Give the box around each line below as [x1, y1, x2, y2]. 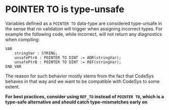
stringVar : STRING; [14, 51, 58, 56]
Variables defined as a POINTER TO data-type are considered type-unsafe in [5, 20, 162, 26]
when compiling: [5, 36, 40, 43]
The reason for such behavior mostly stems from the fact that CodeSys [5, 72, 154, 79]
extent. [5, 84, 20, 90]
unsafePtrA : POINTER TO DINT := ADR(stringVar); [14, 55, 122, 60]
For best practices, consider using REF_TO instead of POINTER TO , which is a [5, 93, 164, 99]
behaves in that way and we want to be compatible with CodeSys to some [5, 78, 160, 84]
